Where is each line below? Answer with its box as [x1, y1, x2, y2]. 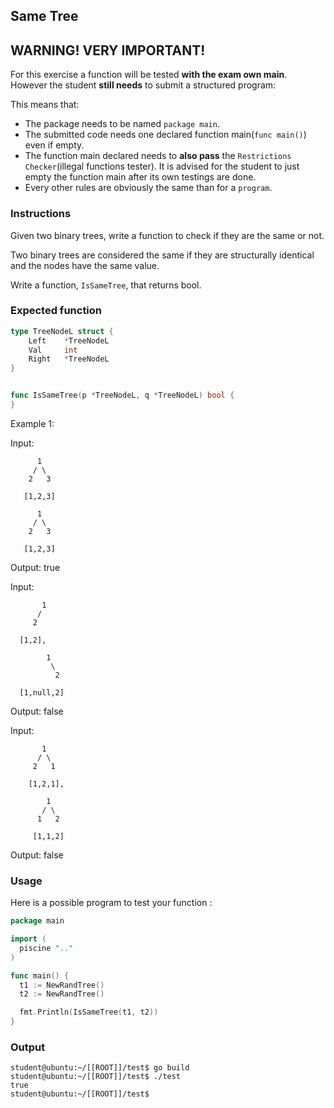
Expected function [10, 304, 103, 318]
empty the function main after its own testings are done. [24, 171, 257, 183]
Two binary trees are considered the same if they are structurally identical [10, 249, 315, 261]
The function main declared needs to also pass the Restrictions [24, 150, 292, 162]
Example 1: [10, 417, 55, 429]
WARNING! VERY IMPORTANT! [10, 42, 206, 59]
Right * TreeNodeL [28, 354, 110, 364]
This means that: [10, 99, 80, 111]
